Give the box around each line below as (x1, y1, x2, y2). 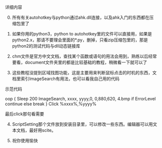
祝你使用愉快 (12, 138, 38, 143)
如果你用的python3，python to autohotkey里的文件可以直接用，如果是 (12, 31, 152, 36)
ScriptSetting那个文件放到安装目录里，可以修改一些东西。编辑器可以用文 (12, 121, 158, 127)
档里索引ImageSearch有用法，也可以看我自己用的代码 (12, 76, 120, 82)
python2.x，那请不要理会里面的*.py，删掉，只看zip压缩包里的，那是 (12, 37, 148, 43)
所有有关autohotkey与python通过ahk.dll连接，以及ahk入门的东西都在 (12, 15, 150, 20)
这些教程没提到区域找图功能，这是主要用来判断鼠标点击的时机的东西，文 (12, 70, 157, 75)
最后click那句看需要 (5, 111, 45, 116)
